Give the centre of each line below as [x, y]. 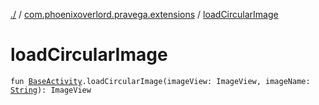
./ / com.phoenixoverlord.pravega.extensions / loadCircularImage [144, 14]
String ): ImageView [51, 90]
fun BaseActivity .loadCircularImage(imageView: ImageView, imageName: [160, 81]
